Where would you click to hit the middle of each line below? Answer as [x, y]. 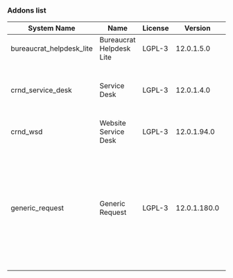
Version [197, 28]
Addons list [27, 10]
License [155, 28]
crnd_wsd [27, 132]
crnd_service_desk [41, 90]
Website [113, 123]
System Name [52, 28]
